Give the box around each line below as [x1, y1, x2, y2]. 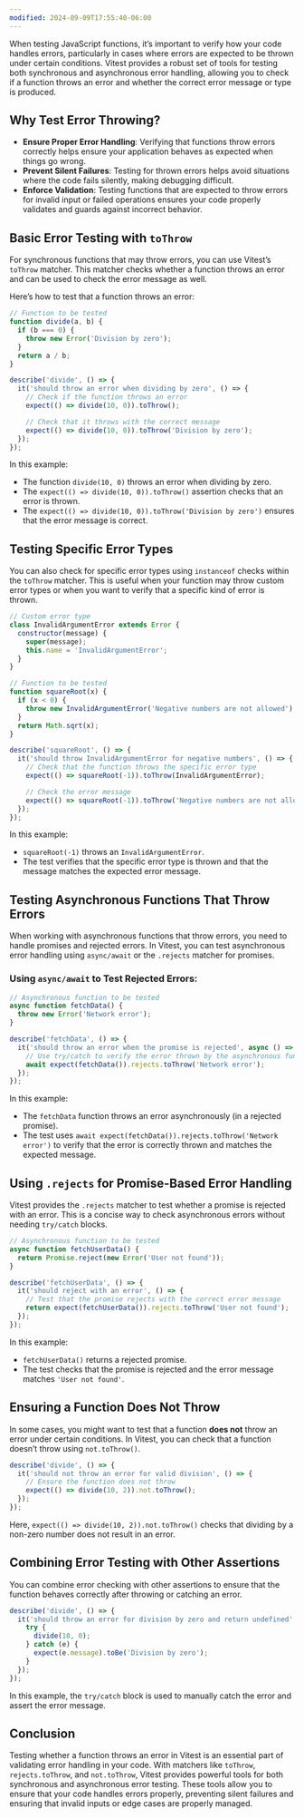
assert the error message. [9, 1699, 106, 1710]
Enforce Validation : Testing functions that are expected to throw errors [22, 185, 289, 196]
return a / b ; [17, 351, 71, 360]
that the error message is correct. [22, 515, 148, 526]
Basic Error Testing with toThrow [9, 230, 193, 246]
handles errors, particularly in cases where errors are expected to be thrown [9, 47, 294, 59]
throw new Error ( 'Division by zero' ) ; [25, 334, 172, 343]
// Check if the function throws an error [25, 393, 188, 402]
